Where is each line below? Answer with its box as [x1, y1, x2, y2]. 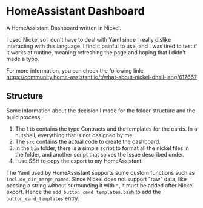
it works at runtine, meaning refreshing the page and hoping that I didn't [6, 48, 186, 56]
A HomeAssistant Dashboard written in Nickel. [6, 24, 122, 31]
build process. [6, 113, 42, 120]
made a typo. [6, 55, 39, 62]
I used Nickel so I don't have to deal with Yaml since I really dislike [6, 36, 171, 43]
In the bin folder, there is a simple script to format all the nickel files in [15, 144, 190, 152]
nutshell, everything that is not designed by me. [15, 131, 135, 138]
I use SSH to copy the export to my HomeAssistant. [15, 157, 144, 164]
